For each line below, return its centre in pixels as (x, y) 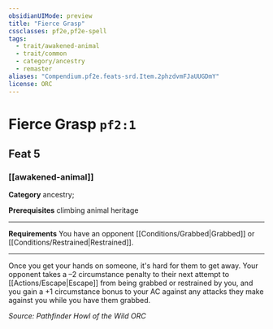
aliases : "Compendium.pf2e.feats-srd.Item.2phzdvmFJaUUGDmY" (114, 76)
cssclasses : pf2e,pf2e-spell (58, 31)
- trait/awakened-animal (58, 46)
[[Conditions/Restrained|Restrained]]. (71, 242)
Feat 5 (24, 154)
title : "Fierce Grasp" (47, 24)
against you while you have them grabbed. (80, 301)
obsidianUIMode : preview (50, 16)
